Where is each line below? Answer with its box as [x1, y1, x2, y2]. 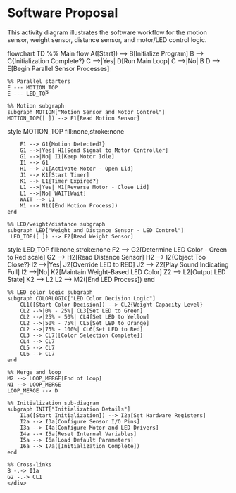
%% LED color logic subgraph [7, 288, 93, 296]
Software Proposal [7, 5, 118, 21]
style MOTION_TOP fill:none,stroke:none [7, 127, 125, 135]
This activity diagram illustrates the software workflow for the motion [7, 28, 208, 37]
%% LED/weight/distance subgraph [7, 220, 106, 228]
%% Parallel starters [7, 77, 71, 85]
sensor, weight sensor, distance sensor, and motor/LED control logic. [7, 35, 207, 44]
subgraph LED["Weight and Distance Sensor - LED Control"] [7, 226, 185, 233]
